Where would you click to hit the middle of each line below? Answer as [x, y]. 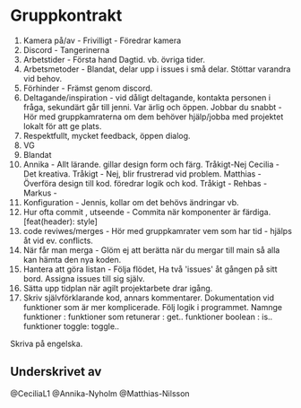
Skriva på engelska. [47, 343]
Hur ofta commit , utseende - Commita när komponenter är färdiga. [147, 212]
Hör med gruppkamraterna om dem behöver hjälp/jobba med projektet [153, 117]
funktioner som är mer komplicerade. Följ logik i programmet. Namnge [153, 307]
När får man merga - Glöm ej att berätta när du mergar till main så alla [151, 250]
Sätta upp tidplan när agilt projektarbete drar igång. [118, 288]
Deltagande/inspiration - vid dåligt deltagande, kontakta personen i [147, 97]
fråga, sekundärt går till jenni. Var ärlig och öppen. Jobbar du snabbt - [152, 107]
